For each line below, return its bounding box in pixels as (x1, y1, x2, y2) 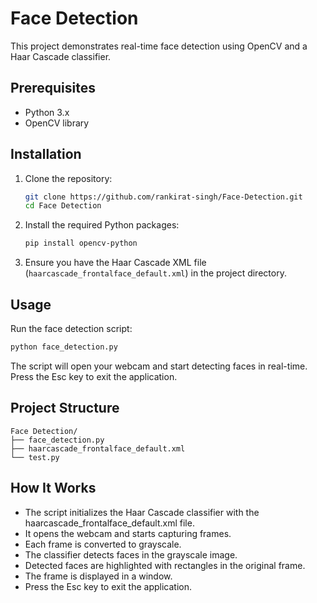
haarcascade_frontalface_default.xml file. (24, 517, 195, 529)
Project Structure (10, 400, 120, 417)
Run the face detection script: (10, 323, 133, 334)
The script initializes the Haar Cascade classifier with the (24, 506, 260, 518)
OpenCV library (24, 117, 90, 129)
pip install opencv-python (24, 238, 138, 249)
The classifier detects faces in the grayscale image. (24, 548, 238, 561)
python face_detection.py (10, 342, 118, 352)
